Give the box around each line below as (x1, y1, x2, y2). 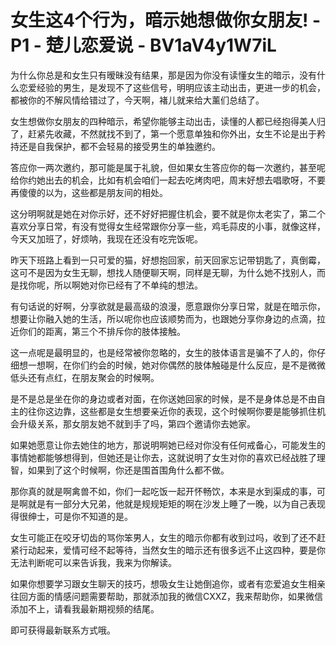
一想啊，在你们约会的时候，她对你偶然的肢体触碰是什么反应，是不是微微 (27, 359, 326, 371)
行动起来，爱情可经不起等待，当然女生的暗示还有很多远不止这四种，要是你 (18, 544, 326, 556)
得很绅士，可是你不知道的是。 (10, 510, 133, 522)
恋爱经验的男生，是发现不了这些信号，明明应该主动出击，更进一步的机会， (18, 81, 326, 93)
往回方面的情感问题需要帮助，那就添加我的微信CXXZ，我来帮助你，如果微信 (10, 590, 324, 602)
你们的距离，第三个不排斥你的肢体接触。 (18, 325, 186, 337)
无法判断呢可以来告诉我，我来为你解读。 (10, 556, 177, 568)
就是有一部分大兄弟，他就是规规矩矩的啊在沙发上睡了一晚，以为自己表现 (27, 497, 326, 510)
